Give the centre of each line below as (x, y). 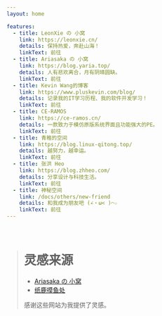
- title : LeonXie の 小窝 (49, 33)
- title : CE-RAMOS (40, 112)
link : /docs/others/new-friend (65, 197)
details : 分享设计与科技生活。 (60, 177)
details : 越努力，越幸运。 (54, 151)
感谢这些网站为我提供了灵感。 (67, 305)
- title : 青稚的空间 (40, 138)
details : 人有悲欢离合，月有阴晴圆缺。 (70, 72)
